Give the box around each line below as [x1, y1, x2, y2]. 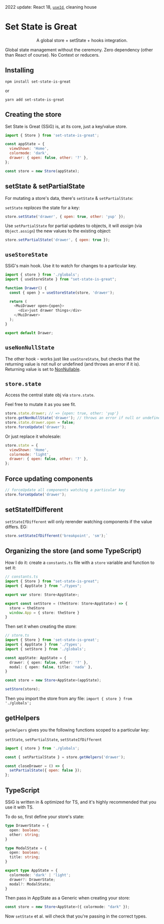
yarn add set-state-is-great [5, 97, 64, 102]
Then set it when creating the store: [5, 623, 77, 629]
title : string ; [9, 855, 41, 860]
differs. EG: [5, 524, 28, 530]
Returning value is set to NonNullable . [5, 366, 81, 372]
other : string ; [9, 832, 41, 837]
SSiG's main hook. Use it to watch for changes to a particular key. [5, 263, 137, 269]
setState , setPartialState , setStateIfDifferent [5, 736, 102, 742]
